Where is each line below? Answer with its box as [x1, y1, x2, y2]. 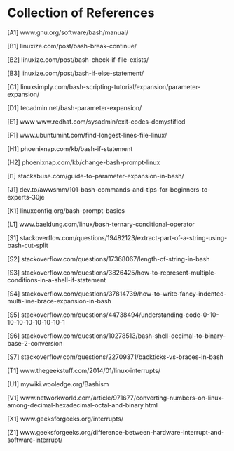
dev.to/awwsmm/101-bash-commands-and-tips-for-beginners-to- [19, 185, 211, 194]
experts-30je [7, 192, 45, 201]
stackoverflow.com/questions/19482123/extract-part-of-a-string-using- [20, 233, 228, 242]
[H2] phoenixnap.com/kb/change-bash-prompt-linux [7, 158, 160, 166]
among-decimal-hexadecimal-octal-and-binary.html [7, 400, 158, 409]
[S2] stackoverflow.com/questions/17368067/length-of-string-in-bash [7, 254, 210, 263]
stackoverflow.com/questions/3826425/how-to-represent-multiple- [20, 268, 217, 277]
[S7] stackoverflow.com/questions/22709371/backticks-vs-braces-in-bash [7, 353, 224, 361]
